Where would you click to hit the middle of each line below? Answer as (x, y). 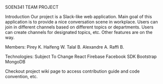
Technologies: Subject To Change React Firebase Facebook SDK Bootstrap (81, 56)
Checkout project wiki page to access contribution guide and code (72, 71)
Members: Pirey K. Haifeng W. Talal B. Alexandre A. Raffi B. (65, 47)
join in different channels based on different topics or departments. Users (79, 27)
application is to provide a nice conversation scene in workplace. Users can (81, 22)
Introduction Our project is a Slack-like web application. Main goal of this (79, 16)
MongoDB (15, 62)
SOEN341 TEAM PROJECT (32, 7)
